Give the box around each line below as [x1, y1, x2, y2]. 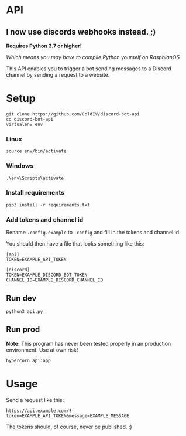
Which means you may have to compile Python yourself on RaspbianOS [6, 54, 180, 60]
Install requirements [6, 189, 65, 197]
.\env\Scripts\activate [6, 175, 64, 181]
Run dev [6, 293, 37, 303]
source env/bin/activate [6, 148, 67, 154]
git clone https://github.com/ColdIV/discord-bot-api [6, 111, 140, 117]
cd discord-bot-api [6, 116, 54, 122]
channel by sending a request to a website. [6, 71, 110, 78]
